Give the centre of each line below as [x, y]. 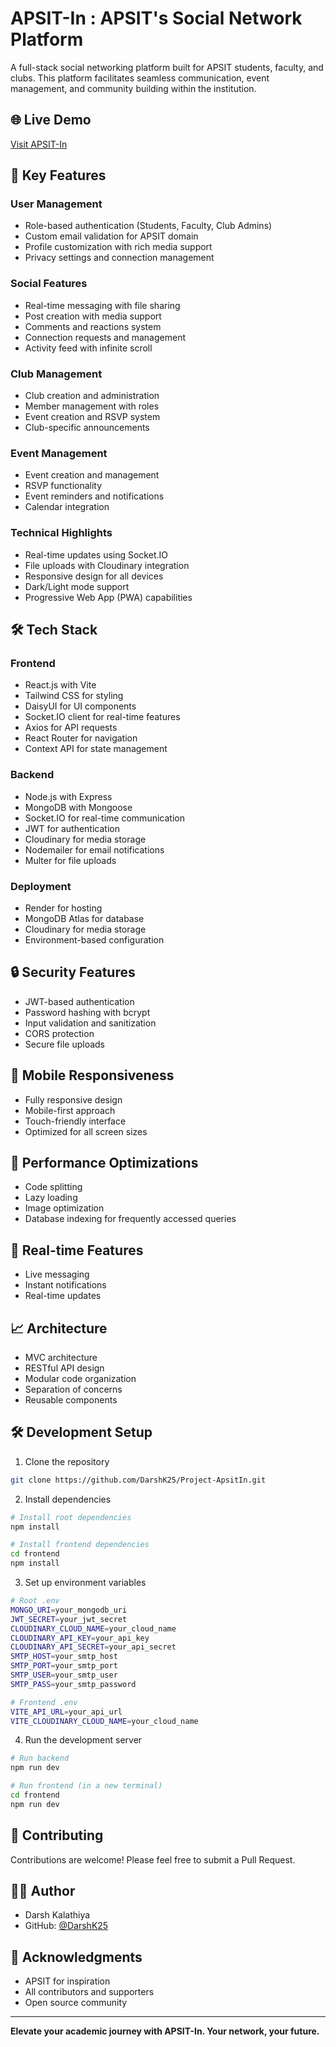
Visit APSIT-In [39, 144]
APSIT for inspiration [67, 1981]
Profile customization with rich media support [118, 247]
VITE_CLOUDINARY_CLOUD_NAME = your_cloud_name [104, 1721]
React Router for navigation [81, 738]
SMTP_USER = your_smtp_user [64, 1675]
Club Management [56, 374]
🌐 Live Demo [51, 120]
